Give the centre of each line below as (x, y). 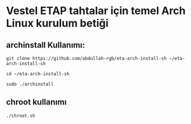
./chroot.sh (21, 116)
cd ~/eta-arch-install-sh (38, 74)
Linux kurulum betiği (57, 23)
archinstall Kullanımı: (46, 45)
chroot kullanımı (36, 102)
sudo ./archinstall (30, 84)
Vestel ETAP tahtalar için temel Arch (96, 11)
